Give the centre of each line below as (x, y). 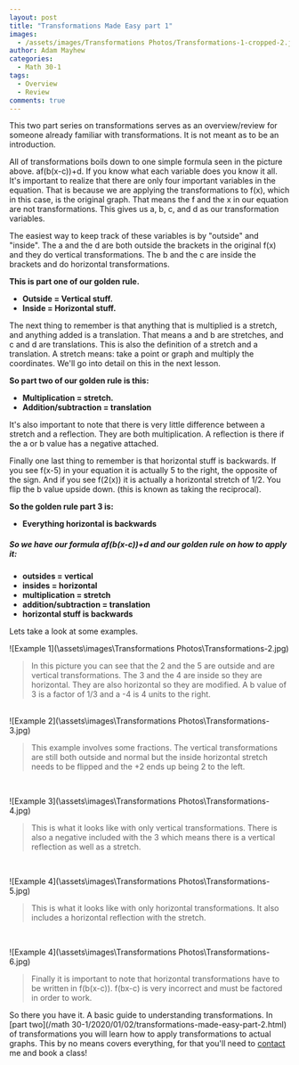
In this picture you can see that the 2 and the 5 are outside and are (153, 666)
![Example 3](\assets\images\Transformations (93, 801)
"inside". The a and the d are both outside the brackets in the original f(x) (143, 245)
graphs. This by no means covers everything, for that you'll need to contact (147, 1044)
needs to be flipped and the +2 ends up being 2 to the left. (138, 766)
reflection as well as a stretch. (86, 847)
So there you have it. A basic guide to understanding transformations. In (141, 1015)
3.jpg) (20, 731)
